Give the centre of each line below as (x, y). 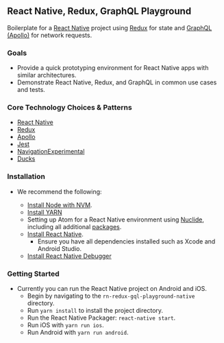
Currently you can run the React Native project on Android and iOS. (112, 288)
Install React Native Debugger (69, 256)
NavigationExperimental (51, 152)
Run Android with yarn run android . (78, 332)
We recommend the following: (59, 191)
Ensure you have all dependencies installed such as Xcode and (126, 241)
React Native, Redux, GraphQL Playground (99, 11)
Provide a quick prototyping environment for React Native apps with (113, 68)
